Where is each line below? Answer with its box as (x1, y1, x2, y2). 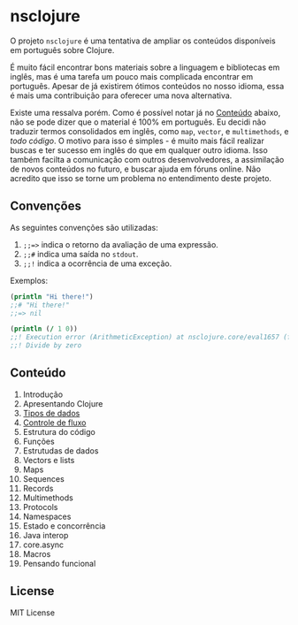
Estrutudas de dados (22, 445, 99, 456)
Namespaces (22, 511, 72, 522)
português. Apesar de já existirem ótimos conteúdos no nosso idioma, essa (10, 80, 285, 91)
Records (22, 483, 54, 493)
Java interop (22, 530, 69, 540)
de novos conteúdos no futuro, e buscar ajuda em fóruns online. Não (10, 164, 262, 174)
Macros (22, 548, 51, 559)
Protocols (22, 501, 58, 512)
